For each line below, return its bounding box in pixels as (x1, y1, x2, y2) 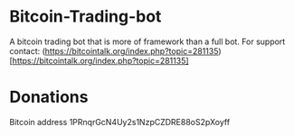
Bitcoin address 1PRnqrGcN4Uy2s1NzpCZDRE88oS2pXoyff (9, 116, 231, 127)
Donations (9, 87, 89, 107)
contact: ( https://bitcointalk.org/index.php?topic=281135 (9, 45, 219, 56)
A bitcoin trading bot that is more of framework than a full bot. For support (9, 36, 286, 47)
